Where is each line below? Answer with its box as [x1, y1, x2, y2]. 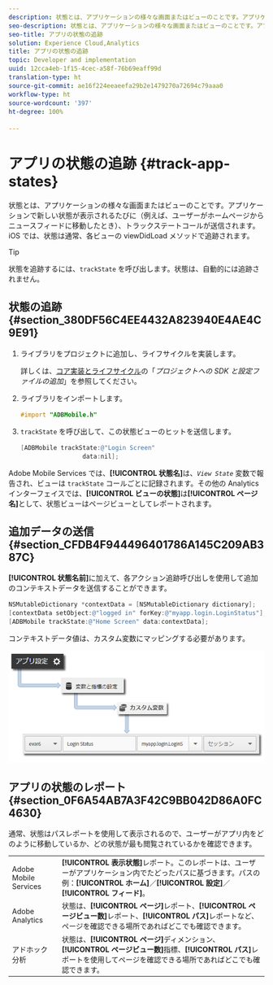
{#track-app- [139, 155, 231, 173]
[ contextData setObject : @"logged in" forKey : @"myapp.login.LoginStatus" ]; [8, 609, 267, 617]
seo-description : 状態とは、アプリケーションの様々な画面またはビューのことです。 [8, 21, 258, 30]
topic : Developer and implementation [8, 56, 136, 64]
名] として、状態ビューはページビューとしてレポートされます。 [8, 499, 217, 508]
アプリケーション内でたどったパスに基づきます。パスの [76, 868, 261, 878]
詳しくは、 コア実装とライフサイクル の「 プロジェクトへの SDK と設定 [19, 366, 253, 376]
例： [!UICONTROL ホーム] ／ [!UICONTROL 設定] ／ [61, 878, 230, 888]
